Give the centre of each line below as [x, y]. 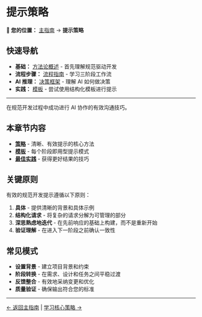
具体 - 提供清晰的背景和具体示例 [55, 208]
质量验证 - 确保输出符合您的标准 [55, 289]
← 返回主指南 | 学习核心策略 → [44, 307]
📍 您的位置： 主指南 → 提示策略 [45, 30]
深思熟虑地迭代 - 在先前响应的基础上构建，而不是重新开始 [86, 223]
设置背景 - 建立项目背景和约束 [52, 267]
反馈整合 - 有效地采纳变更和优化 [55, 282]
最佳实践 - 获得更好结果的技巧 [52, 158]
